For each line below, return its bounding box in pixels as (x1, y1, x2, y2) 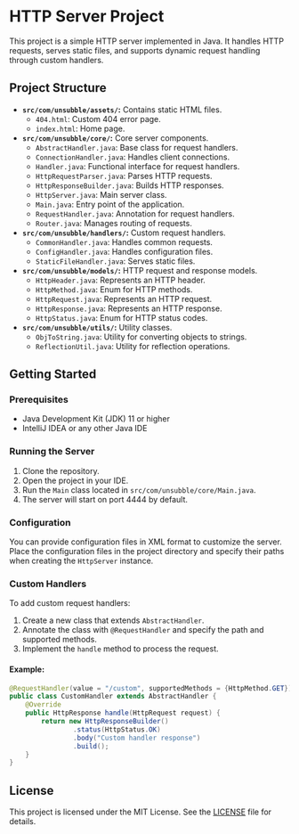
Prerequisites (9, 394, 69, 406)
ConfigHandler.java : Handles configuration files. (35, 246, 214, 257)
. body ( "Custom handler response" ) (72, 733, 201, 742)
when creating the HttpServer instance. (9, 555, 154, 567)
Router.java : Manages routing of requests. (35, 217, 193, 228)
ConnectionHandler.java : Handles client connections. (35, 151, 230, 162)
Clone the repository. (21, 465, 100, 476)
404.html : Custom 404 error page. (35, 113, 162, 124)
